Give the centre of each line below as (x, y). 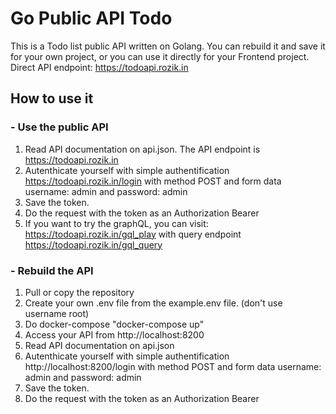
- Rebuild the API (52, 270)
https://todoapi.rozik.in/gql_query (93, 244)
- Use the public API (59, 127)
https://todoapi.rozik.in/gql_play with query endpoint (133, 234)
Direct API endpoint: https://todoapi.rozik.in (99, 67)
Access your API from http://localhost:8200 (114, 334)
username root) (57, 313)
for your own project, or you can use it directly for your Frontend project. (160, 56)
